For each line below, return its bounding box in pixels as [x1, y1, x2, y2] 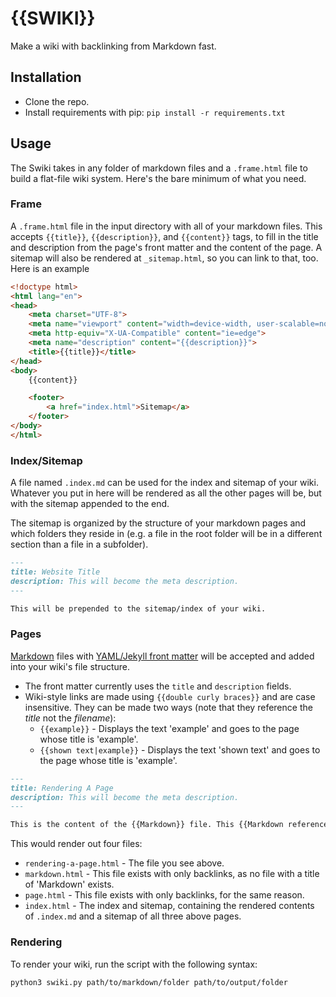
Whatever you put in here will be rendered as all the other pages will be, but [10, 487, 322, 499]
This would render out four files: [10, 838, 143, 850]
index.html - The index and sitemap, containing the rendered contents [24, 900, 315, 912]
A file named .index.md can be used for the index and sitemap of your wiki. [10, 477, 319, 489]
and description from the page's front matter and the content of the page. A [10, 241, 323, 253]
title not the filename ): [24, 712, 117, 724]
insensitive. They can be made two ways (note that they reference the [24, 701, 313, 713]
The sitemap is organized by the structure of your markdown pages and [10, 517, 307, 529]
